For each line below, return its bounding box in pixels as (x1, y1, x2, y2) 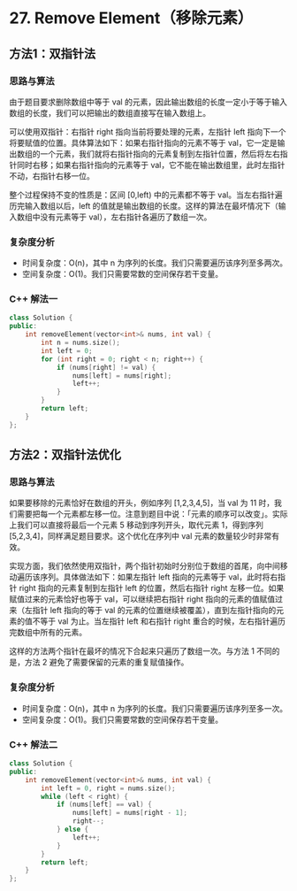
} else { (56, 825, 89, 833)
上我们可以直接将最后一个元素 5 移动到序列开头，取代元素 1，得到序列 (9, 519, 263, 531)
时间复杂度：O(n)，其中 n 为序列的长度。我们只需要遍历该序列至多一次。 (21, 703, 288, 713)
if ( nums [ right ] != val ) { (56, 363, 156, 372)
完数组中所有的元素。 (9, 627, 87, 638)
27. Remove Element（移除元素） (9, 8, 254, 28)
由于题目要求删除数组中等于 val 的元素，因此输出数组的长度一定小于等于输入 (9, 96, 287, 107)
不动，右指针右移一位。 (9, 170, 95, 181)
